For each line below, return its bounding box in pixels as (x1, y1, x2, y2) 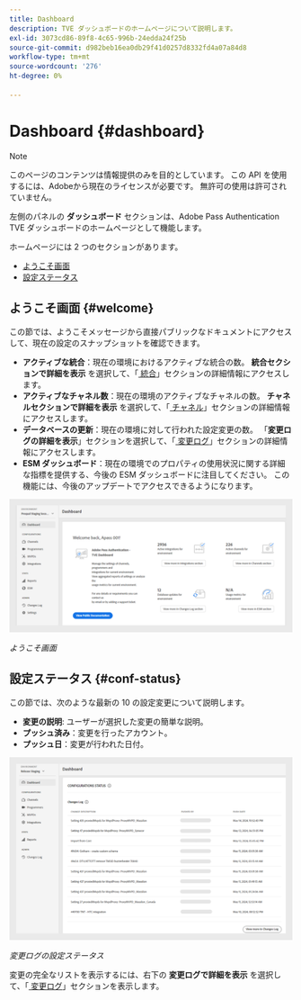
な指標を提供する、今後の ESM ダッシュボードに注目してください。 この (22, 469, 290, 480)
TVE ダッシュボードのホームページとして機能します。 (9, 221, 207, 233)
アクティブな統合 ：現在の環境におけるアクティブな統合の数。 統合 (22, 356, 268, 367)
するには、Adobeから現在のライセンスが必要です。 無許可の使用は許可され (9, 180, 288, 191)
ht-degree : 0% (9, 72, 63, 81)
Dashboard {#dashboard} (9, 121, 205, 141)
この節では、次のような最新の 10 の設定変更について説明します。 (9, 697, 250, 707)
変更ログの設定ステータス (9, 950, 104, 960)
